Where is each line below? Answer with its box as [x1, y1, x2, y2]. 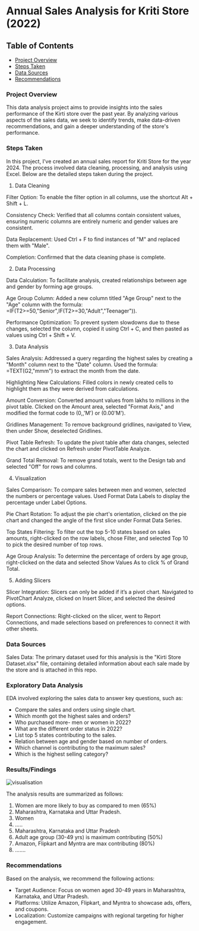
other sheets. [6, 625, 39, 632]
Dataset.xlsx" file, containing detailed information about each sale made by [6, 660, 190, 667]
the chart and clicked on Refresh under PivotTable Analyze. [6, 445, 151, 452]
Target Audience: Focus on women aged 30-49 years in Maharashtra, [14, 886, 186, 893]
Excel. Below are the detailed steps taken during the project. [6, 170, 153, 177]
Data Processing [14, 265, 55, 272]
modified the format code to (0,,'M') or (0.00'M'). [6, 409, 126, 416]
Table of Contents [6, 41, 74, 51]
